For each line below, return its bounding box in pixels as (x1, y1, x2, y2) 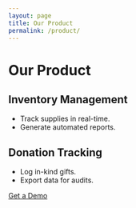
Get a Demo (8, 191, 48, 201)
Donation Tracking (8, 146, 102, 159)
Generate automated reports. (19, 122, 116, 132)
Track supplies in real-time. (19, 114, 110, 124)
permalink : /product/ (8, 26, 81, 34)
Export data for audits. (19, 175, 94, 185)
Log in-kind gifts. (19, 167, 77, 177)
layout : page (8, 11, 52, 20)
